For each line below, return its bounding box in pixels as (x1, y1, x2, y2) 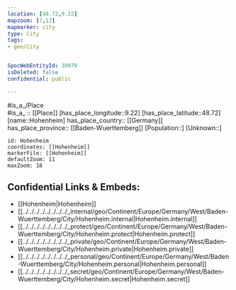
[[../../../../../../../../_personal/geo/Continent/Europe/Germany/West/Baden (17, 253, 230, 261)
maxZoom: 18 (7, 162, 43, 169)
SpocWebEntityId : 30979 (7, 62, 78, 69)
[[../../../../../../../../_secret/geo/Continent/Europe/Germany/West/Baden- (17, 267, 225, 276)
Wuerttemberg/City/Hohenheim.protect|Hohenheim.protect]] (17, 230, 196, 238)
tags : (7, 37, 23, 44)
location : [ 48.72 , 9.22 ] (7, 10, 78, 18)
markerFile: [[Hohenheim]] (7, 149, 87, 156)
